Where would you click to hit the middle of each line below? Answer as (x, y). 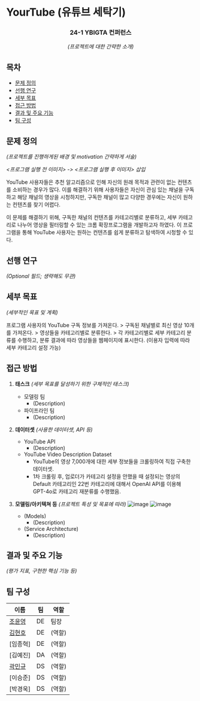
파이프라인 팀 (39, 410)
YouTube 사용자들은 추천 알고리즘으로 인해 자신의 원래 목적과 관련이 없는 (91, 182)
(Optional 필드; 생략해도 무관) (41, 276)
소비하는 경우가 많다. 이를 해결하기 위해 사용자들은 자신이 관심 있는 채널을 (98, 190)
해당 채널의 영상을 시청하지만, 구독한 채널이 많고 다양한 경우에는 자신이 (99, 197)
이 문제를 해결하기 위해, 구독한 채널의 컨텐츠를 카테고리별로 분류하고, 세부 (92, 217)
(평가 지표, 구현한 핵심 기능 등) (42, 571)
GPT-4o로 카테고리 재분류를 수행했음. (77, 491)
